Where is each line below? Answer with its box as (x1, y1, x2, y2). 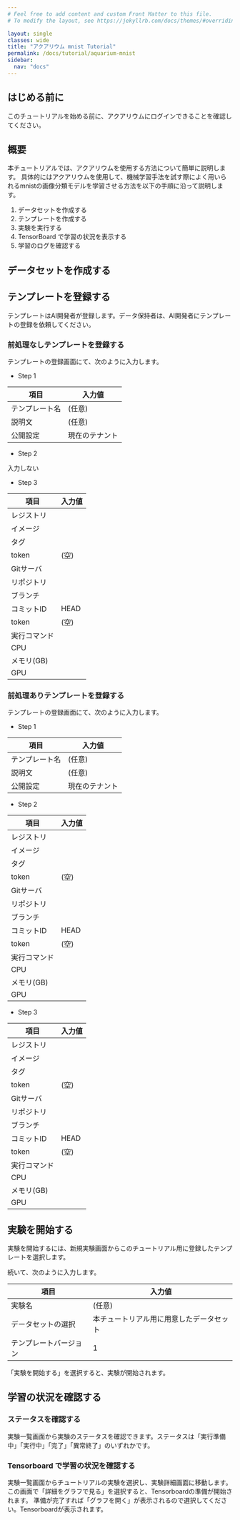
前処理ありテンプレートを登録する (7, 690, 125, 700)
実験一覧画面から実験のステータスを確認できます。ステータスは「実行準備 (7, 1432, 226, 1441)
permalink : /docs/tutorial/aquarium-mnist (7, 50, 136, 57)
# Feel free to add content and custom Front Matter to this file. (7, 10, 213, 18)
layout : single (7, 30, 53, 37)
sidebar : (7, 56, 34, 64)
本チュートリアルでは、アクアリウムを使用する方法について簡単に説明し (7, 163, 220, 172)
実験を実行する (17, 223, 62, 232)
